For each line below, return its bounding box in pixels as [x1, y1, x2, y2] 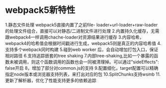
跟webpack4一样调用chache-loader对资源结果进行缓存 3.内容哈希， [5, 34, 144, 40]
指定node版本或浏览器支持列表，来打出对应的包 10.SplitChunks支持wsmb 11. [5, 71, 161, 77]
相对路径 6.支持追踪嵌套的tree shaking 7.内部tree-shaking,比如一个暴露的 [5, 52, 154, 58]
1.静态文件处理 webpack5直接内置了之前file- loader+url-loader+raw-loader [5, 22, 158, 28]
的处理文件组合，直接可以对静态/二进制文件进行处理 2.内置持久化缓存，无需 [5, 28, 160, 34]
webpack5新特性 [5, 4, 76, 16]
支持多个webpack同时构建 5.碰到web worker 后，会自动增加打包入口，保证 [5, 46, 159, 52]
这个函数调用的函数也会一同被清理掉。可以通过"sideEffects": [35, 59, 160, 65]
